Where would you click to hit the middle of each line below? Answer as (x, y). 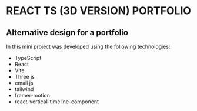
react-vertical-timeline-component (56, 102)
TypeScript (28, 58)
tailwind (24, 89)
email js (24, 83)
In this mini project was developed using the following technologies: (88, 46)
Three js (25, 77)
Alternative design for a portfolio (67, 33)
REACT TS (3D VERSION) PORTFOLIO (98, 11)
